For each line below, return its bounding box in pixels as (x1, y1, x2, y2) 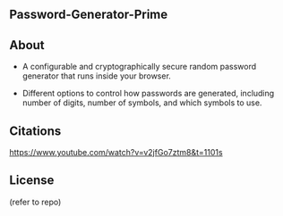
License (9, 173, 55, 188)
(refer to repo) (9, 196, 62, 207)
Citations (9, 123, 62, 138)
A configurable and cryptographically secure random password (21, 62, 257, 72)
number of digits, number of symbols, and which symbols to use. (21, 97, 262, 108)
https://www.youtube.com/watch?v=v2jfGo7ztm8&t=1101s (9, 147, 223, 158)
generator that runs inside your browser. (21, 71, 172, 81)
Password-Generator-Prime (9, 7, 168, 22)
